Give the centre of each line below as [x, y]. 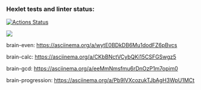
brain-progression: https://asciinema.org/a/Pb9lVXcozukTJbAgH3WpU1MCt [101, 80]
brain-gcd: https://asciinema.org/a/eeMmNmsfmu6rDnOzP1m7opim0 [92, 69]
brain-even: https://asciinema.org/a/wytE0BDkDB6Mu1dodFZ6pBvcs [92, 45]
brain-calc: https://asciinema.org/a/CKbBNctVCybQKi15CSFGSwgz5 [91, 57]
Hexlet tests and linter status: [50, 9]
